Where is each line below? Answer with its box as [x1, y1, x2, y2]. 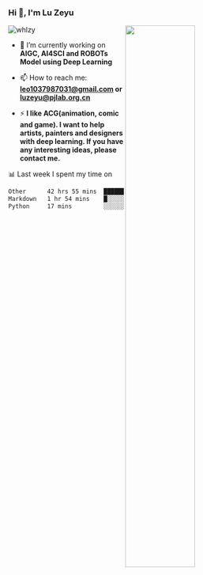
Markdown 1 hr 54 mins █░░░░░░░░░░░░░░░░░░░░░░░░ [8, 195, 193, 203]
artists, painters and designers [19, 128, 124, 138]
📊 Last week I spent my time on [8, 169, 113, 179]
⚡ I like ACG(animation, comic [19, 108, 120, 118]
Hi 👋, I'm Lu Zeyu [8, 7, 74, 18]
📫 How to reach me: [19, 73, 88, 82]
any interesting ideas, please [19, 146, 117, 155]
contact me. [19, 153, 61, 163]
